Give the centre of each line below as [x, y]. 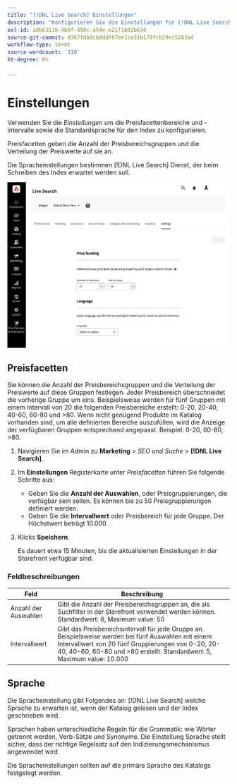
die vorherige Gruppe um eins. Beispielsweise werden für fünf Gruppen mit [116, 400]
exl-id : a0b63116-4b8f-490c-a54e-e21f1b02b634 [77, 30]
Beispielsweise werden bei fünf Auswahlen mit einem [135, 636]
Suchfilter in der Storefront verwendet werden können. [137, 612]
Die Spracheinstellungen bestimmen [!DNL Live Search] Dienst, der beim [113, 165]
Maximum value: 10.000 [93, 659]
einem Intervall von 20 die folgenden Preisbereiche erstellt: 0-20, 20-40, [113, 408]
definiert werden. [53, 509]
